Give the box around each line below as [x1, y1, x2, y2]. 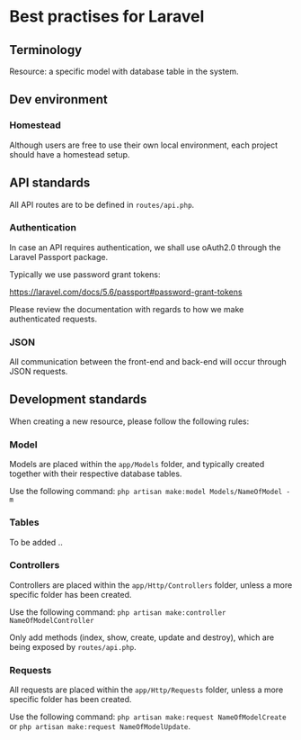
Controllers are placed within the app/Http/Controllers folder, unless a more [9, 579, 293, 591]
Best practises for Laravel [9, 6, 205, 27]
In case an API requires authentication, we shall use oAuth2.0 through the [9, 241, 281, 253]
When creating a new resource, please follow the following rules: [9, 416, 250, 427]
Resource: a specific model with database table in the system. [9, 66, 240, 77]
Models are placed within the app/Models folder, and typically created [9, 459, 265, 470]
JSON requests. [9, 366, 68, 377]
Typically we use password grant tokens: [9, 268, 161, 280]
